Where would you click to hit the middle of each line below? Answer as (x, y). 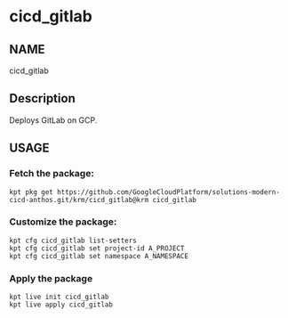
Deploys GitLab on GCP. (53, 120)
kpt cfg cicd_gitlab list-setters (73, 241)
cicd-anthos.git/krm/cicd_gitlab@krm (79, 200)
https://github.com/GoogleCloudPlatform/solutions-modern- (168, 192)
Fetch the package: (52, 174)
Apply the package (51, 278)
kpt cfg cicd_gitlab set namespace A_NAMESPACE (99, 256)
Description (42, 98)
